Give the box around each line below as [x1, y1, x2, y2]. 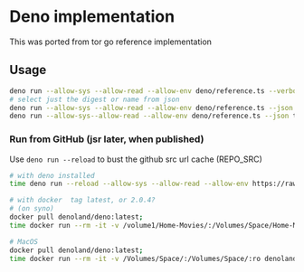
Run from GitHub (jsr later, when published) [9, 133, 204, 145]
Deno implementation [9, 6, 175, 27]
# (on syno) [9, 204, 54, 213]
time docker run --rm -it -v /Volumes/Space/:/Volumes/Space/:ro [9, 254, 261, 263]
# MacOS [9, 237, 39, 246]
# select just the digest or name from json [9, 95, 180, 104]
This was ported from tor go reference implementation [9, 36, 213, 47]
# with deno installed [9, 171, 95, 180]
